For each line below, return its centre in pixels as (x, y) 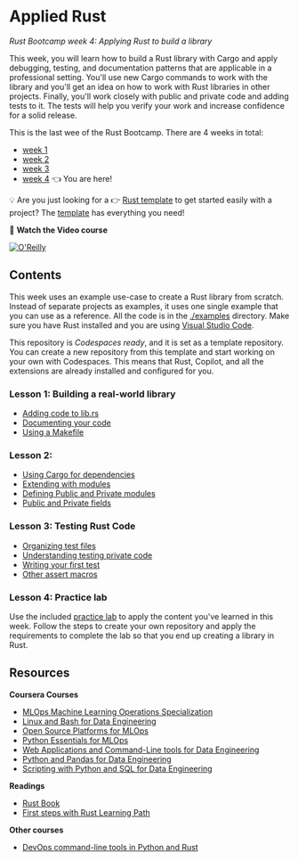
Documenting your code (66, 423)
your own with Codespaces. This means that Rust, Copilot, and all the (137, 361)
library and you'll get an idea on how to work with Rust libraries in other (140, 86)
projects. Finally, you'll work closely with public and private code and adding (149, 96)
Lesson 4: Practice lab (58, 597)
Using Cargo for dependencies (78, 475)
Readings (27, 785)
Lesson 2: (31, 455)
